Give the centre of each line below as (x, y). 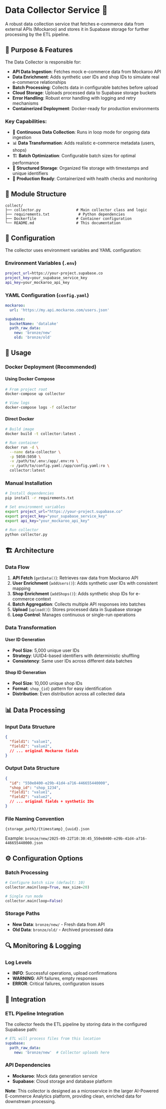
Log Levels (19, 962)
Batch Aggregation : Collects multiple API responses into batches (79, 604)
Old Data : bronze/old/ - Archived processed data (63, 929)
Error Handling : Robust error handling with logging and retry (74, 98)
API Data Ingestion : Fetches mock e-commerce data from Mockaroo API (86, 71)
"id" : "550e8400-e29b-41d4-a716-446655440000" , (60, 783)
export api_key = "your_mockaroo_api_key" (48, 521)
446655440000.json (24, 843)
